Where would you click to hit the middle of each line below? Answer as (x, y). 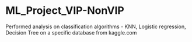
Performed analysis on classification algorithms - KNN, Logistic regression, (96, 26)
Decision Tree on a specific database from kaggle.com (71, 32)
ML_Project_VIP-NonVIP (65, 11)
